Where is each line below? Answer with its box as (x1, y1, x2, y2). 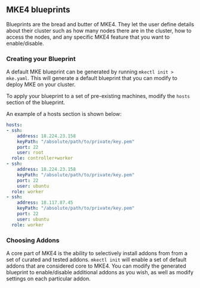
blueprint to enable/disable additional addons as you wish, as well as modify (6, 269, 194, 276)
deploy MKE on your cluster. (6, 81, 76, 88)
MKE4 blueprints (6, 5, 70, 15)
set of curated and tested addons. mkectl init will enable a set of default (6, 256, 187, 264)
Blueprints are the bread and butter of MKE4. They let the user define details (6, 20, 195, 27)
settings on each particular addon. (6, 275, 91, 283)
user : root (17, 149, 44, 156)
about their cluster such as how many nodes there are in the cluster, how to (6, 27, 192, 34)
